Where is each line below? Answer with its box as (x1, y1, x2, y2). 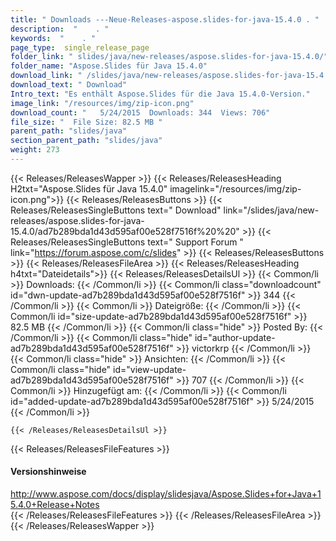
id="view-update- (113, 363, 187, 375)
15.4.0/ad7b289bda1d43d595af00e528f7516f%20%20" (10, 225, 240, 237)
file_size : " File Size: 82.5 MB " (10, 117, 163, 127)
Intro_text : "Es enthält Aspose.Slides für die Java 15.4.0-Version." (10, 89, 311, 99)
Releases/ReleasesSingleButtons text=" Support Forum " (10, 236, 244, 248)
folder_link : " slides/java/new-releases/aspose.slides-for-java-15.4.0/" (10, 52, 329, 62)
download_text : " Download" (10, 80, 128, 90)
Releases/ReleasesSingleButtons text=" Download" (10, 204, 222, 216)
